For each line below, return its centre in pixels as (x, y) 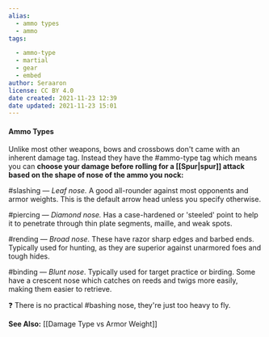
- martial (32, 61)
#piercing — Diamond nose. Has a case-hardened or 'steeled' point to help (133, 215)
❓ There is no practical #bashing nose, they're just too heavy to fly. (120, 305)
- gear (27, 68)
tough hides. (29, 256)
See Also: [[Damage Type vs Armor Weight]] (83, 324)
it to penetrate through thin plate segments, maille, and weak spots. (120, 224)
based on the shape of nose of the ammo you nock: (96, 175)
